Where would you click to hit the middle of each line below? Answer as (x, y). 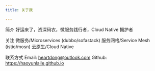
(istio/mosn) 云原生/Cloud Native (40, 47)
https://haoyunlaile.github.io (35, 63)
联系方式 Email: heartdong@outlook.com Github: (56, 57)
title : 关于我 (19, 10)
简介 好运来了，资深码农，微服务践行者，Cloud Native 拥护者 (69, 29)
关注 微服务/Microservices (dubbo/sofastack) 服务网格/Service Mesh (78, 40)
